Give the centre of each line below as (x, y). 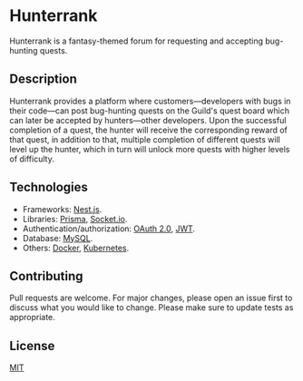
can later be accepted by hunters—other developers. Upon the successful (148, 120)
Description (43, 79)
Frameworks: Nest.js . (62, 209)
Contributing (46, 276)
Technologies (49, 187)
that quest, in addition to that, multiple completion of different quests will (145, 139)
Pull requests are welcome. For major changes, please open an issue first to (151, 298)
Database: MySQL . (58, 238)
